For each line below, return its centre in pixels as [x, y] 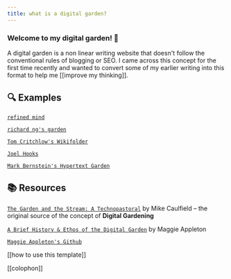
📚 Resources [37, 188]
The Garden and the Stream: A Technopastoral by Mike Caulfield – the [108, 208]
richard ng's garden [37, 129]
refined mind [26, 117]
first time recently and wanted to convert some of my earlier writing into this [116, 67]
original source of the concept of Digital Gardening [80, 215]
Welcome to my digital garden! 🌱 [63, 37]
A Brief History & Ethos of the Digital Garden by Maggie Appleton [107, 229]
